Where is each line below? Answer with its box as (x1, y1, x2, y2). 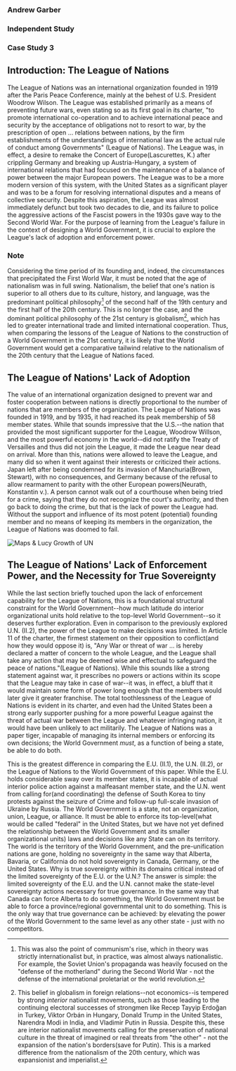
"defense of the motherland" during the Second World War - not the (17, 967, 215, 975)
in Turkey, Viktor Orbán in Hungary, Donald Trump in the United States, (17, 1010, 223, 1019)
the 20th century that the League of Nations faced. (7, 351, 155, 360)
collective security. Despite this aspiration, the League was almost (7, 195, 199, 204)
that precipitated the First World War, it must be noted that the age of (7, 273, 207, 283)
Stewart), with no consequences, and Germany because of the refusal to (7, 473, 218, 481)
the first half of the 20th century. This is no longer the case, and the (7, 305, 204, 314)
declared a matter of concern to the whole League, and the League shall (7, 648, 216, 657)
